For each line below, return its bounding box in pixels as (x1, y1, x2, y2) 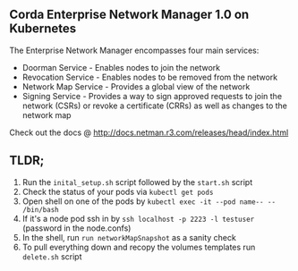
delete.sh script (21, 250, 82, 262)
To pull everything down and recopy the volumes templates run (21, 241, 256, 252)
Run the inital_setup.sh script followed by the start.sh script (21, 176, 253, 187)
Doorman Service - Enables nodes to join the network (21, 62, 221, 72)
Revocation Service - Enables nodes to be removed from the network (21, 72, 278, 82)
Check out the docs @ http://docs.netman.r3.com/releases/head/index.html (9, 127, 289, 138)
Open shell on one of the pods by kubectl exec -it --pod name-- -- (21, 196, 276, 207)
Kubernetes (9, 21, 77, 37)
